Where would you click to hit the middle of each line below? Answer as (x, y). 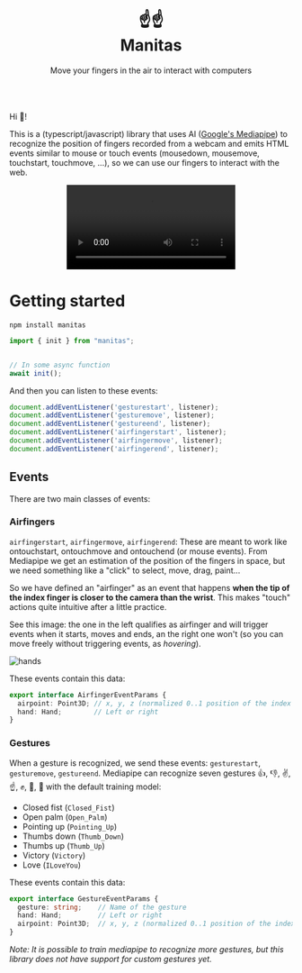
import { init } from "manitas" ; (72, 341)
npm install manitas (48, 325)
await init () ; (36, 373)
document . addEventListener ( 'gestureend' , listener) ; (110, 424)
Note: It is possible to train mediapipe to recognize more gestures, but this (147, 950)
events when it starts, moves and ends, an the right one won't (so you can (147, 633)
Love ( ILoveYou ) (52, 865)
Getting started (67, 301)
